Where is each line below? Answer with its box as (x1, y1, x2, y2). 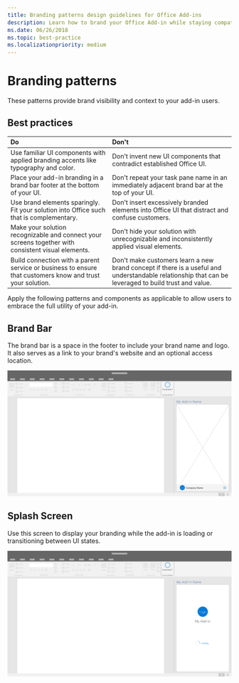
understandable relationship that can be (112, 271, 229, 279)
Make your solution (10, 223, 67, 232)
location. (7, 356, 33, 365)
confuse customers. (112, 213, 171, 222)
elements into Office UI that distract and (112, 206, 229, 215)
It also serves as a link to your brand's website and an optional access (7, 348, 213, 357)
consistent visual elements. (10, 246, 90, 254)
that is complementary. (10, 213, 78, 222)
